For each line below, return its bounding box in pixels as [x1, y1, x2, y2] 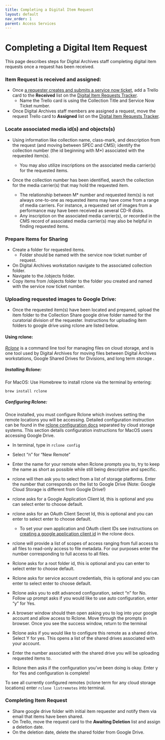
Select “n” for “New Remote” [12, 452, 70, 458]
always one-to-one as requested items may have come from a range [19, 197, 159, 203]
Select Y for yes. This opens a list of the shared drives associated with [12, 635, 155, 641]
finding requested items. [19, 223, 69, 229]
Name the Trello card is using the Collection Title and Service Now [19, 98, 155, 104]
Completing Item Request [5, 697, 67, 704]
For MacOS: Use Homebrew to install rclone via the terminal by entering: [5, 379, 152, 385]
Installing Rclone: [5, 367, 42, 373]
